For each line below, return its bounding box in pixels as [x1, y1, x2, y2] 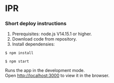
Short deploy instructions [5, 20, 67, 27]
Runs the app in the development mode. [5, 68, 85, 73]
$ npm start [5, 59, 29, 64]
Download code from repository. [12, 36, 77, 42]
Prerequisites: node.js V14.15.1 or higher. [12, 31, 92, 37]
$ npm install [5, 51, 34, 55]
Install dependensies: [12, 41, 55, 47]
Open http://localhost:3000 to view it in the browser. [5, 73, 110, 79]
